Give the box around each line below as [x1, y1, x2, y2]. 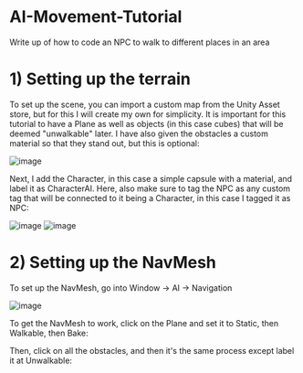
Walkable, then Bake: [9, 327, 89, 338]
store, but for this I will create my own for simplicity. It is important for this [9, 108, 287, 120]
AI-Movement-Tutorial [9, 6, 183, 27]
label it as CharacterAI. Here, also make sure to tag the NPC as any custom [9, 183, 290, 194]
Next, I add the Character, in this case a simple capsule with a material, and [9, 173, 293, 184]
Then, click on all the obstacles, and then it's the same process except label [9, 345, 295, 356]
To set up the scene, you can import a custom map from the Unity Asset [9, 99, 280, 110]
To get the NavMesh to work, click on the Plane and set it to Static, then [9, 317, 279, 328]
